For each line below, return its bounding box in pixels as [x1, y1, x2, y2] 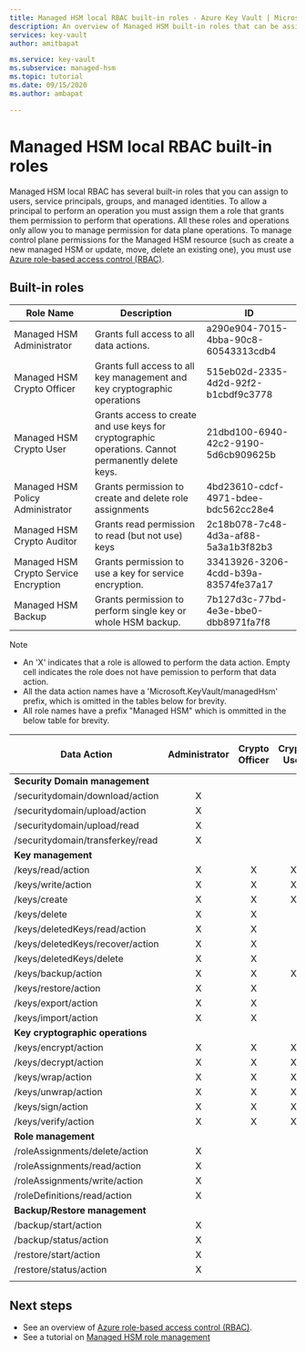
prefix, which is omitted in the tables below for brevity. [22, 696, 228, 707]
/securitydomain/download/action [14, 790, 159, 803]
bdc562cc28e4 [206, 503, 275, 516]
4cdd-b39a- [206, 567, 264, 579]
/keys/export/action [14, 997, 98, 1009]
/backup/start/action [14, 1219, 102, 1232]
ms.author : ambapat [9, 88, 84, 98]
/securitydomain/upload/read [14, 819, 139, 832]
